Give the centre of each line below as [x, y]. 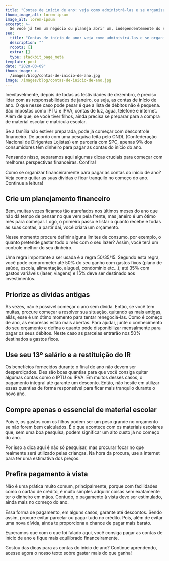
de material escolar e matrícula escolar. [46, 121]
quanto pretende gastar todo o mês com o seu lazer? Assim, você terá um [82, 242]
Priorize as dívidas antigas [48, 294]
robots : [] [21, 47]
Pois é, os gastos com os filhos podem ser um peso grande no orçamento [82, 422]
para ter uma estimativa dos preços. [43, 458]
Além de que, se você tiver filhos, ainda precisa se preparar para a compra [82, 116]
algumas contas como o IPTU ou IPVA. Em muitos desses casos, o [74, 378]
